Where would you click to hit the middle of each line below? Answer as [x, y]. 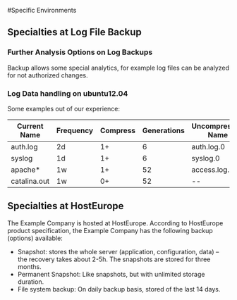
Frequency [75, 130]
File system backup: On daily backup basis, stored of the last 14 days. [119, 289]
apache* [26, 170]
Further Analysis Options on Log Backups [80, 52]
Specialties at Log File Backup [75, 32]
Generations [163, 130]
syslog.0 [206, 158]
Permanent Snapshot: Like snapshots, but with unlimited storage [111, 274]
